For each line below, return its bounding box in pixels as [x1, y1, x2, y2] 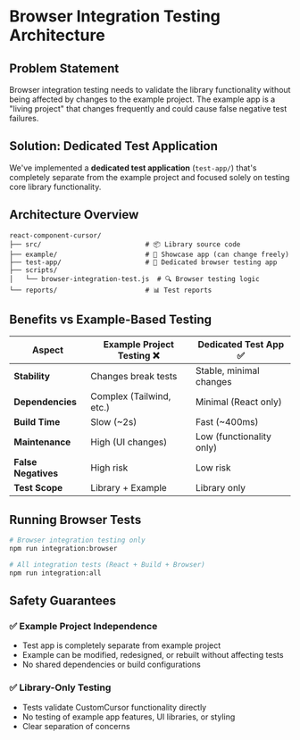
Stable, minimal [195, 364, 261, 377]
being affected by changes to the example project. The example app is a [9, 94, 276, 104]
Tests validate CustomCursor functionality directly [21, 702, 207, 712]
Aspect [31, 344, 64, 356]
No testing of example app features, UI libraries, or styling [21, 711, 236, 722]
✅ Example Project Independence [9, 620, 158, 633]
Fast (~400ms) [195, 416, 259, 428]
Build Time [13, 416, 61, 428]
